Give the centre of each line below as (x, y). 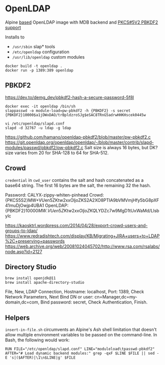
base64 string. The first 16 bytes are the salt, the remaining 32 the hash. (78, 185)
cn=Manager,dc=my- (116, 297)
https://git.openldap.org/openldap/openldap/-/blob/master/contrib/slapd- (79, 142)
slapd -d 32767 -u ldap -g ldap (38, 128)
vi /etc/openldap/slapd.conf (35, 124)
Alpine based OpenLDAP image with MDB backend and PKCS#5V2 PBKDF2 (82, 22)
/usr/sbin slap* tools (34, 46)
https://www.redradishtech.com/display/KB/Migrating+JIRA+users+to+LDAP (82, 236)
